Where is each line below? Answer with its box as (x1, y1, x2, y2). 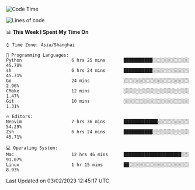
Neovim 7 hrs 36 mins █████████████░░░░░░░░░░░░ (6, 119, 190, 125)
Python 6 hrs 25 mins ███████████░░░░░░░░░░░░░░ (6, 57, 190, 63)
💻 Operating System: (6, 145, 58, 151)
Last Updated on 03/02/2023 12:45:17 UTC (6, 177, 110, 184)
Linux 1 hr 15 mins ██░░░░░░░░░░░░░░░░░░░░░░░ (6, 162, 190, 168)
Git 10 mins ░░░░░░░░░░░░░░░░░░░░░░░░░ (6, 98, 190, 104)
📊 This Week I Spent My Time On (6, 29, 89, 35)
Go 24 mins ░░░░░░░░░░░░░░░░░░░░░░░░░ (6, 78, 190, 84)
